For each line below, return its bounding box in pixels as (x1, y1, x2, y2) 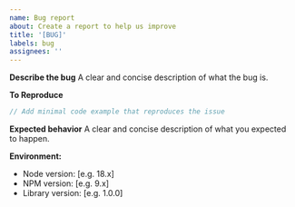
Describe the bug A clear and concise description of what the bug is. (9, 72, 269, 83)
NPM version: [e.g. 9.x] (22, 178, 110, 189)
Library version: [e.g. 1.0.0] (22, 188, 123, 198)
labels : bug (9, 38, 54, 48)
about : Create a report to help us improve (9, 22, 177, 31)
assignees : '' (9, 47, 64, 56)
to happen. (9, 133, 50, 143)
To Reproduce (9, 90, 64, 101)
